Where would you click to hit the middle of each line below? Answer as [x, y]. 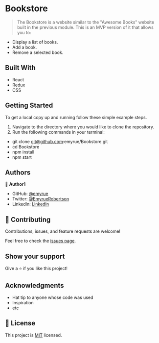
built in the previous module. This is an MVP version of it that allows [85, 27]
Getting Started [29, 106]
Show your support [35, 256]
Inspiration [23, 302]
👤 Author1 [15, 184]
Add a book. [24, 47]
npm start [22, 157]
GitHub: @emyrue [30, 194]
